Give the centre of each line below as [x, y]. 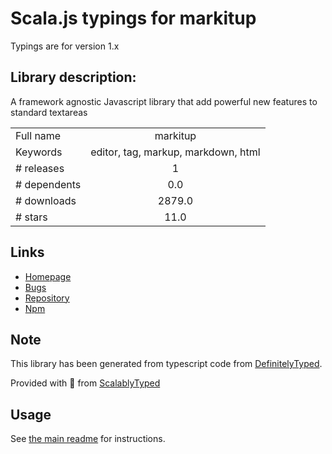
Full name [38, 135]
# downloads [46, 200]
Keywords [39, 152]
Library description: [73, 77]
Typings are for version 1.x [65, 46]
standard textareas [49, 112]
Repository [47, 298]
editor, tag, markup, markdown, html [175, 152]
